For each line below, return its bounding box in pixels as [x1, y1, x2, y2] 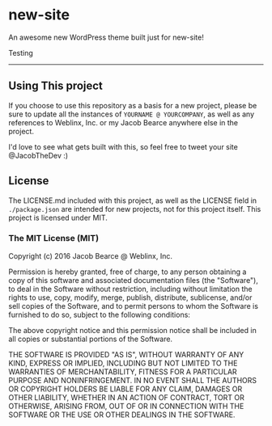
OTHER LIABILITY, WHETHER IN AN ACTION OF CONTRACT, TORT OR [8, 392, 244, 402]
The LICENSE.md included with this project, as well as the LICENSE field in [8, 196, 257, 205]
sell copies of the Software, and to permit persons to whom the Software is [8, 301, 259, 310]
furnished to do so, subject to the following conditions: [8, 310, 190, 319]
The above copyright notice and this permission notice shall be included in [8, 325, 257, 335]
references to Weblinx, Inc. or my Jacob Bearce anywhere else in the [8, 117, 239, 127]
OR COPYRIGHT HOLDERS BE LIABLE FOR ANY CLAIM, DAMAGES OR [8, 384, 243, 394]
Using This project [8, 79, 104, 93]
